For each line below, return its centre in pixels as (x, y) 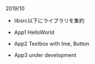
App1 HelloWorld (34, 32)
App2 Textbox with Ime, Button (52, 44)
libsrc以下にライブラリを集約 (49, 21)
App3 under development (45, 55)
